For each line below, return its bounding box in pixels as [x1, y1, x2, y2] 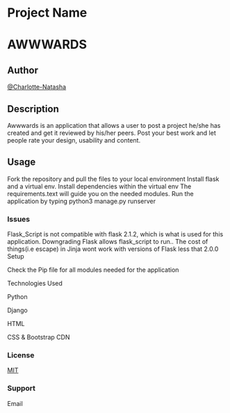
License [7, 350, 35, 360]
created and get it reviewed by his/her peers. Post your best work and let [7, 129, 217, 137]
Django [7, 306, 28, 314]
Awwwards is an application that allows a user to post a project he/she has [7, 122, 221, 129]
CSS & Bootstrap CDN [7, 333, 70, 341]
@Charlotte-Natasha [7, 83, 67, 91]
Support [7, 384, 36, 394]
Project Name [7, 5, 88, 21]
